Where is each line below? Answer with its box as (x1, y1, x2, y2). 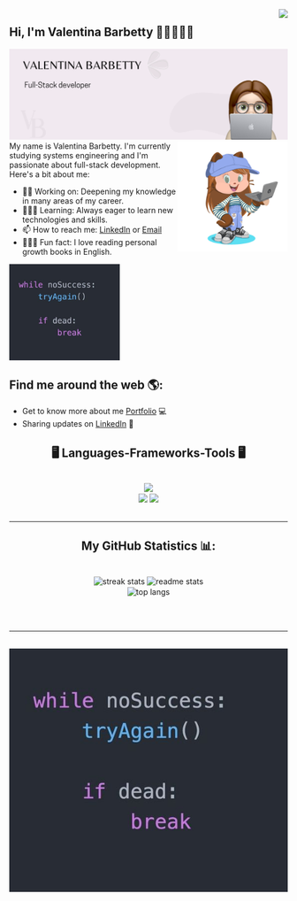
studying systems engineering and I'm (9, 150, 148, 160)
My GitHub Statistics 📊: (80, 539, 217, 554)
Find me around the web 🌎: (9, 377, 164, 392)
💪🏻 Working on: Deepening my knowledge (21, 186, 177, 196)
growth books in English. (21, 246, 112, 257)
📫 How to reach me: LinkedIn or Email (21, 224, 162, 235)
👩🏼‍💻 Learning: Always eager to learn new (21, 204, 174, 215)
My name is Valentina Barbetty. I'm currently (9, 141, 171, 151)
